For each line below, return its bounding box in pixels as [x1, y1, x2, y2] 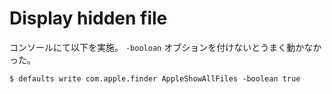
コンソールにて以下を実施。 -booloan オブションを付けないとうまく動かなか [9, 41, 322, 53]
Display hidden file [9, 7, 168, 30]
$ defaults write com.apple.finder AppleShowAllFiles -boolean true [9, 73, 301, 84]
